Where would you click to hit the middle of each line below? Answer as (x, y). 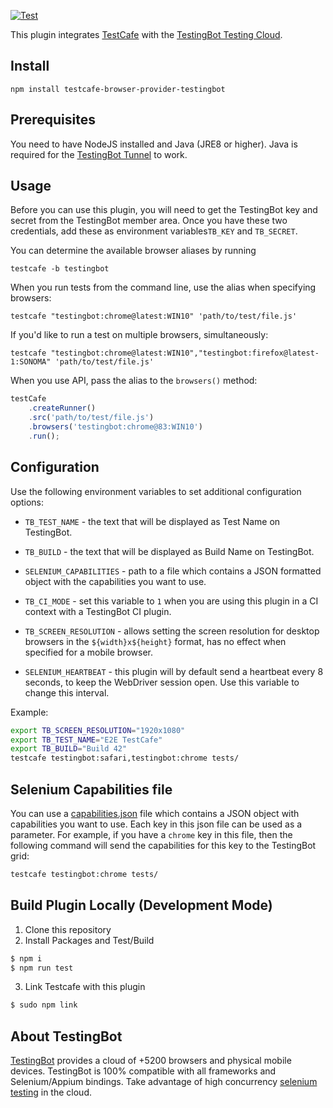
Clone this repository (68, 929)
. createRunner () (62, 408)
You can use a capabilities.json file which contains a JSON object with (155, 813)
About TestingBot (66, 1036)
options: (27, 502)
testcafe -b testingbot (60, 269)
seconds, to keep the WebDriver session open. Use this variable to (162, 682)
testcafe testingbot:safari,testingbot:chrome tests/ (125, 758)
